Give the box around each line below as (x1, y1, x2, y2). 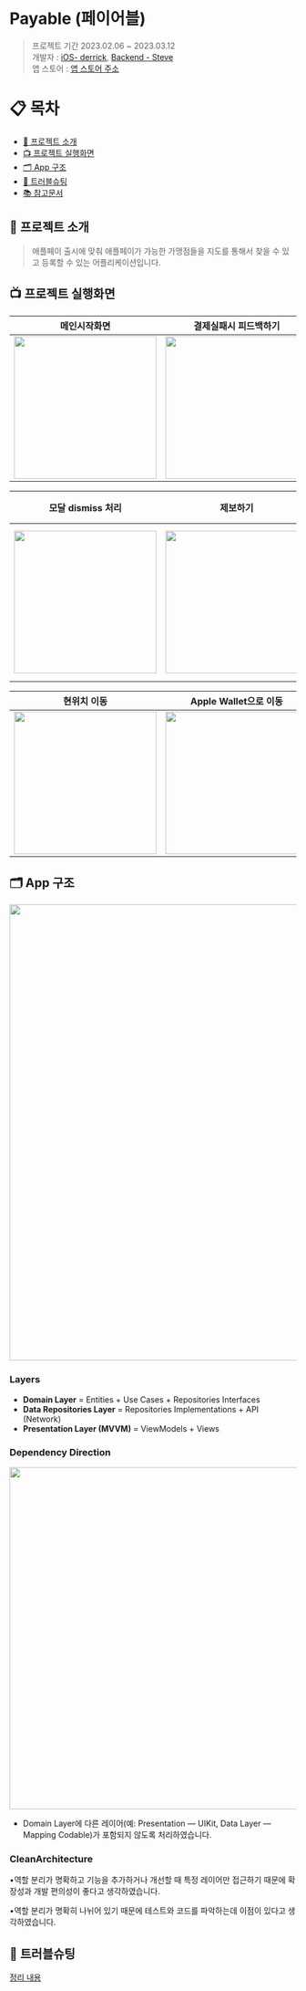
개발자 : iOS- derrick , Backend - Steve (31, 51, 174, 62)
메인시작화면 (59, 319, 111, 332)
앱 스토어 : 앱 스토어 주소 (31, 63, 120, 74)
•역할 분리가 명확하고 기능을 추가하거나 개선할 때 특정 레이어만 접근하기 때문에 (9, 1874, 287, 1885)
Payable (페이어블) (9, 8, 147, 29)
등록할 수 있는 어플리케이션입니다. (41, 256, 161, 267)
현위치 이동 (63, 694, 107, 707)
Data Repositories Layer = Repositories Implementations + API (22, 1403, 260, 1414)
